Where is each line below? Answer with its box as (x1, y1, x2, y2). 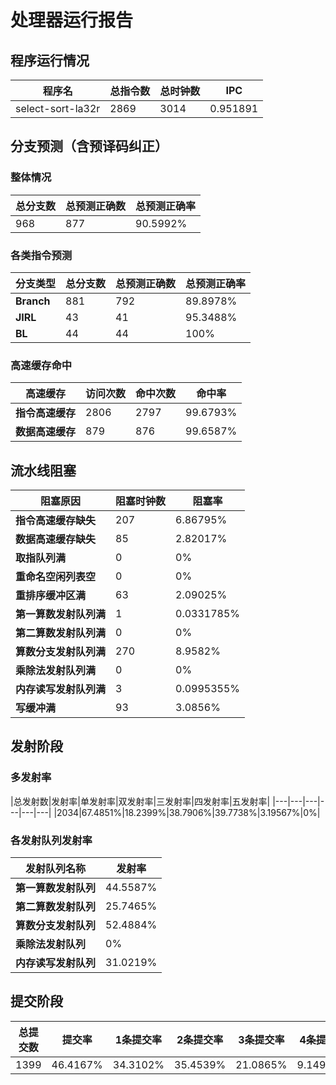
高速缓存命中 (10, 358, 73, 372)
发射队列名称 (25, 862, 87, 876)
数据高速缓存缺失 (15, 532, 97, 546)
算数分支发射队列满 (15, 645, 107, 659)
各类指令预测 (10, 248, 73, 262)
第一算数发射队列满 (15, 607, 107, 621)
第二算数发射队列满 (15, 626, 107, 640)
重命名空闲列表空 (15, 570, 97, 584)
